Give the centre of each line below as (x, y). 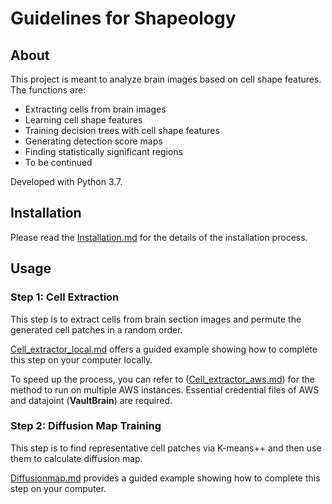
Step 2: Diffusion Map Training (86, 426)
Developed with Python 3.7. (66, 181)
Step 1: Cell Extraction (65, 297)
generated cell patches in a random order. (96, 329)
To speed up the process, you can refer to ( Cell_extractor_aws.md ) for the (162, 379)
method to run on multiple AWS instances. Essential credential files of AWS (165, 389)
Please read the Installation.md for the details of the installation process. (159, 237)
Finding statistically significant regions (103, 151)
